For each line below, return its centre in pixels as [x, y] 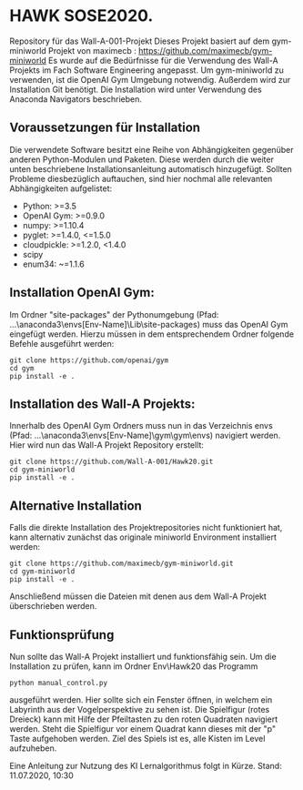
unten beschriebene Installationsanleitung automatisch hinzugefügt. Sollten [151, 168]
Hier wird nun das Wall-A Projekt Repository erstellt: [107, 445]
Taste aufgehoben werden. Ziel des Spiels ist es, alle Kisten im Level [137, 739]
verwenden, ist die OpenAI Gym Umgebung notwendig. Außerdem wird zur [150, 79]
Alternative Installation [76, 506]
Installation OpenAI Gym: [82, 293]
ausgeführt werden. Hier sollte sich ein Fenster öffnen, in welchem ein [141, 700]
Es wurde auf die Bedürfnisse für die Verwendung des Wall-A [164, 60]
